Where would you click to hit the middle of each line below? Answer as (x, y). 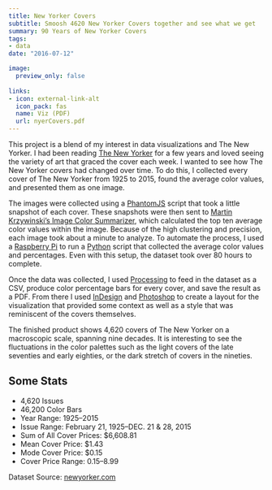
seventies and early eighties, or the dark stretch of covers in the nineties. (131, 356)
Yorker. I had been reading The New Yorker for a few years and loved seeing (136, 153)
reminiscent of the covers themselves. (72, 314)
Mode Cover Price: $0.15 (61, 453)
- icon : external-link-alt (54, 98)
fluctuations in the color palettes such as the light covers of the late (121, 347)
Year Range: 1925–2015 (59, 418)
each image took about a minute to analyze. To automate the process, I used (136, 238)
